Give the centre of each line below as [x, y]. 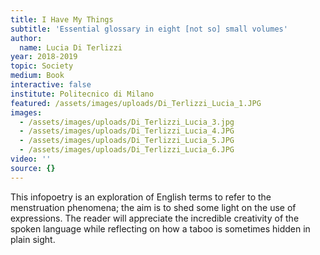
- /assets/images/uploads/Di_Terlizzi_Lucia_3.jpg [127, 122]
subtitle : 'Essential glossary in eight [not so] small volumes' [149, 29]
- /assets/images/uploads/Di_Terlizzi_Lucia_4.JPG [127, 131]
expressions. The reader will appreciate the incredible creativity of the [155, 218]
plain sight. [33, 239]
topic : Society [42, 66]
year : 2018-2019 [44, 57]
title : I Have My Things [62, 19]
